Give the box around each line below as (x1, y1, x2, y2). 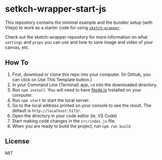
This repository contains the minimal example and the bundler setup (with (5, 19, 153, 25)
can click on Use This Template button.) (12, 76, 92, 82)
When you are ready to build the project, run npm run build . (12, 123, 132, 129)
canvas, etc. (5, 44, 30, 50)
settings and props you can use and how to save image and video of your (5, 39, 153, 45)
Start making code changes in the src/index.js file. (12, 118, 116, 124)
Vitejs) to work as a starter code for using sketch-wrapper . (5, 24, 121, 30)
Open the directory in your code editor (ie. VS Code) (12, 113, 117, 119)
